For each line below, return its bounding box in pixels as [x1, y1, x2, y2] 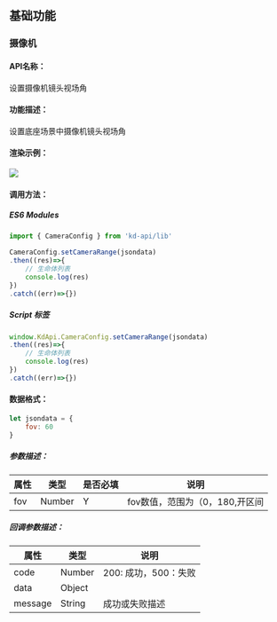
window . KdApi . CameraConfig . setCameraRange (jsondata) [9, 332, 209, 342]
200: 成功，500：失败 [103, 566, 196, 579]
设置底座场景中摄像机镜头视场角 [9, 125, 126, 136]
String [60, 597, 86, 610]
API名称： [9, 60, 46, 71]
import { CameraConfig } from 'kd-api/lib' [9, 232, 173, 241]
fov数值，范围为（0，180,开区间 [127, 495, 265, 508]
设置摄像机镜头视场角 [9, 83, 87, 93]
